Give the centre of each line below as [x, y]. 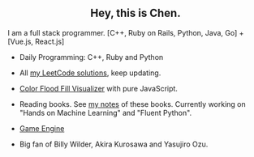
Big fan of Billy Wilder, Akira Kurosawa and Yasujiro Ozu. [114, 144]
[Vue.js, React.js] [36, 41]
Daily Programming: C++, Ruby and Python [91, 57]
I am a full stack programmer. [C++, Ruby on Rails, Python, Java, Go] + [126, 32]
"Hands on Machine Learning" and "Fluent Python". [105, 112]
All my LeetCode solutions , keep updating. [90, 73]
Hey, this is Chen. [136, 13]
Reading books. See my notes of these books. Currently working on [133, 104]
